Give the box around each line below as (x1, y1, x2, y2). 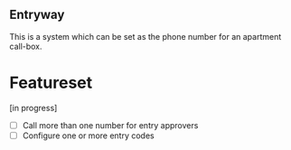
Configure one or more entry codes (22, 130, 155, 141)
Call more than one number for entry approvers (22, 119, 199, 130)
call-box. (9, 41, 42, 52)
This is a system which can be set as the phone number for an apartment (9, 31, 282, 42)
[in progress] (9, 102, 58, 113)
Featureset (9, 72, 93, 93)
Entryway (9, 7, 65, 23)
